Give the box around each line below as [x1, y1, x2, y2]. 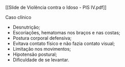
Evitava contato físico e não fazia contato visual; [12, 40, 115, 47]
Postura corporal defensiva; [12, 35, 72, 41]
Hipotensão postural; [12, 51, 57, 57]
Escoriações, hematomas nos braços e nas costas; [12, 30, 120, 35]
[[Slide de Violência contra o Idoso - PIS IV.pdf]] [5, 5, 107, 10]
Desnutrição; [12, 24, 40, 30]
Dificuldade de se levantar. [12, 57, 69, 63]
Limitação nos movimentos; [12, 46, 71, 52]
